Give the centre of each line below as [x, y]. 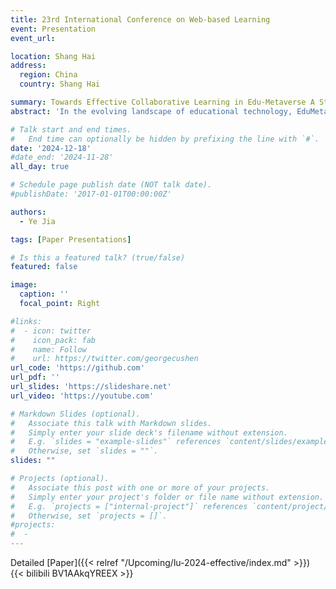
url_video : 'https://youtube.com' [82, 396]
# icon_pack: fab [53, 340]
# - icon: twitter [51, 331]
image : [24, 285]
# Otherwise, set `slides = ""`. [84, 451]
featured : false [44, 267]
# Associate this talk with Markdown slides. [111, 423]
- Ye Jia [37, 221]
